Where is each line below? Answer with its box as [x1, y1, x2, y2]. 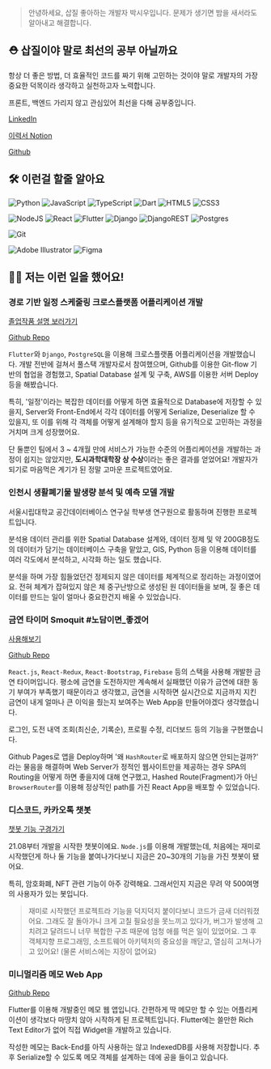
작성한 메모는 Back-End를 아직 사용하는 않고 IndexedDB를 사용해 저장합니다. [8, 1041, 252, 1051]
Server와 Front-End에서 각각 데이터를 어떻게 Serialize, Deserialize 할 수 [25, 407, 256, 417]
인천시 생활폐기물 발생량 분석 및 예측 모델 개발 [8, 487, 176, 498]
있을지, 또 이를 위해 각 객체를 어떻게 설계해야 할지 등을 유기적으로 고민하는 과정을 [8, 417, 263, 427]
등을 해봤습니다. [8, 380, 59, 389]
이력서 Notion [8, 130, 53, 140]
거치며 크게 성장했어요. [8, 427, 80, 437]
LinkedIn [8, 113, 37, 124]
